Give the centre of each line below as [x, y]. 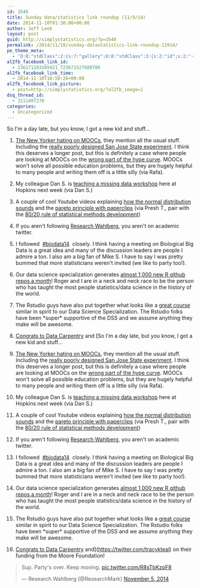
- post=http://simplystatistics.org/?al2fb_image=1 [78, 90]
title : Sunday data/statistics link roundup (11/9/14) [76, 17]
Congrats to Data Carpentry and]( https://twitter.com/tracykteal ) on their [103, 549]
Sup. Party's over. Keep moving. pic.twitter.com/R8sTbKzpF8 [96, 567]
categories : [21, 106]
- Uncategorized [32, 112]
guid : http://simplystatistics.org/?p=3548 [62, 39]
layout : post [23, 34]
